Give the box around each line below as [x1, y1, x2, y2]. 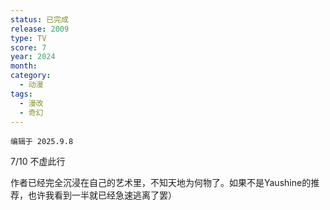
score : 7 [10, 42, 47, 53]
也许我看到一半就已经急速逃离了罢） [27, 189, 177, 201]
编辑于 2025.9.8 [10, 137, 74, 147]
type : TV [10, 33, 47, 43]
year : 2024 [10, 52, 56, 62]
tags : [10, 89, 33, 99]
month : [10, 61, 38, 71]
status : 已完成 [10, 14, 69, 25]
